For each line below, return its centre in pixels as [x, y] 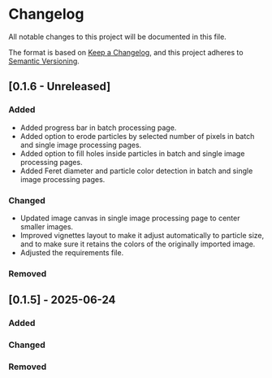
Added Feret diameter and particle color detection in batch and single [136, 171]
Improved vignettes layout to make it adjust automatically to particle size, [142, 235]
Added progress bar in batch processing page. [98, 128]
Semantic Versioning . [44, 61]
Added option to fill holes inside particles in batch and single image [132, 153]
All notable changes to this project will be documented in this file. [118, 37]
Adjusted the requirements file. [72, 252]
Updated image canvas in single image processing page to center [130, 218]
